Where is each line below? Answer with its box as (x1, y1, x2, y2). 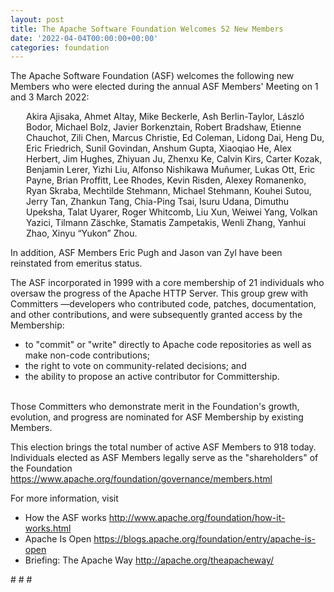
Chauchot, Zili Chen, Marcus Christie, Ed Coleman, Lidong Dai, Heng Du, (26, 132, 325, 144)
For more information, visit (10, 492, 119, 505)
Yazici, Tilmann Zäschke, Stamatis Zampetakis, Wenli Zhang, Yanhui (26, 217, 307, 229)
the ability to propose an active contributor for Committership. (24, 371, 280, 383)
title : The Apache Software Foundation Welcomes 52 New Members (10, 24, 284, 34)
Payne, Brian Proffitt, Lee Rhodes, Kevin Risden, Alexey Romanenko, (26, 174, 307, 186)
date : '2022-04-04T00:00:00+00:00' (10, 33, 159, 43)
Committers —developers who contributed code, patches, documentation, (10, 298, 317, 310)
